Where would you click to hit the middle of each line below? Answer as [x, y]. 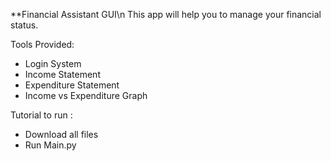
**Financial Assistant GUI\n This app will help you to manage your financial [166, 14]
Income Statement [62, 74]
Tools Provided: [42, 44]
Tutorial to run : [41, 115]
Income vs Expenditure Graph [86, 95]
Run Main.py [50, 145]
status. [24, 25]
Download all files [61, 134]
